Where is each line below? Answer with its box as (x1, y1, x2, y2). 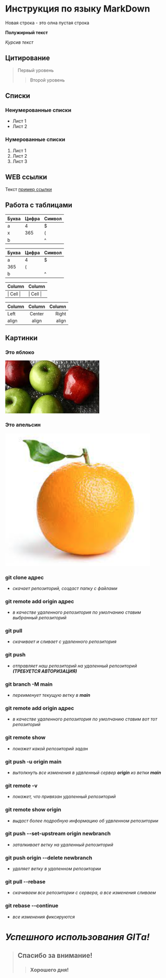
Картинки (5, 334, 38, 342)
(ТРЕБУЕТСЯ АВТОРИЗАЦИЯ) (12, 668, 77, 674)
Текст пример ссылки (5, 186, 52, 192)
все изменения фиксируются (12, 914, 75, 920)
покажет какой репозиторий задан (12, 745, 88, 751)
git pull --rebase (5, 878, 46, 885)
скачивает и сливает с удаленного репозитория (12, 638, 117, 645)
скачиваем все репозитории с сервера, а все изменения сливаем (12, 890, 156, 896)
